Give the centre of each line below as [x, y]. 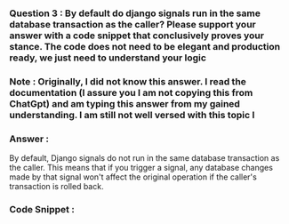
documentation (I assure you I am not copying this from [131, 92]
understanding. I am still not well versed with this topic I [132, 115]
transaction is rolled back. [56, 187]
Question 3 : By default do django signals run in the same [135, 13]
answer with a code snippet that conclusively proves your [137, 36]
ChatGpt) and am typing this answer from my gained [124, 103]
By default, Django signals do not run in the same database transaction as [144, 158]
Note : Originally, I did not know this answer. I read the [128, 81]
